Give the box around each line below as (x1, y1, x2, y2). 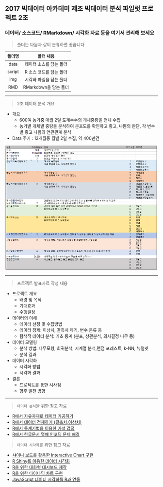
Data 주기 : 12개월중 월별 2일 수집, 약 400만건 (12, 135, 99, 141)
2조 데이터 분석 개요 (16, 100, 55, 106)
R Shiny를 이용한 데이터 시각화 (12, 458, 70, 464)
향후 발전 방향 (19, 388, 46, 394)
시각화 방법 (19, 364, 40, 370)
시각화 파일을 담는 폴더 (24, 76, 68, 82)
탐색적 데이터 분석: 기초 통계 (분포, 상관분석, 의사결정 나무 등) (19, 333, 135, 339)
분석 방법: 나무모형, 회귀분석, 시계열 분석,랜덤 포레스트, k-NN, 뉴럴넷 (19, 345, 149, 351)
